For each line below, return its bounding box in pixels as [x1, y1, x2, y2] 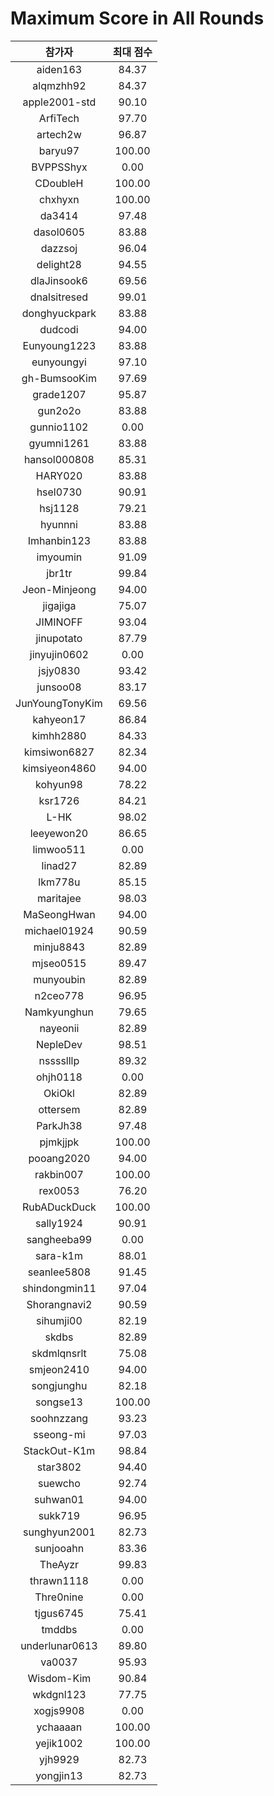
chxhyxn [39, 192, 80, 206]
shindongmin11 [21, 1281, 97, 1295]
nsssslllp [38, 1053, 80, 1067]
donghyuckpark [21, 306, 97, 320]
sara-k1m [34, 1248, 83, 1262]
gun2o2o [37, 403, 82, 417]
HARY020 [35, 468, 83, 482]
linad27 [41, 858, 78, 872]
